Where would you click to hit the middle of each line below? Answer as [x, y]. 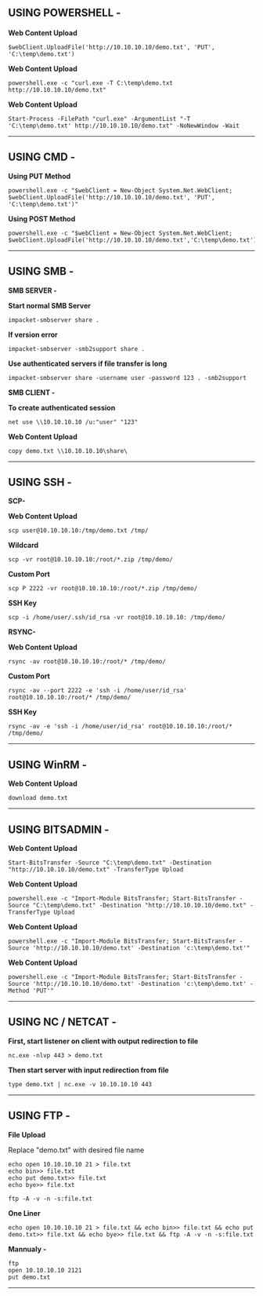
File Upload [27, 1134]
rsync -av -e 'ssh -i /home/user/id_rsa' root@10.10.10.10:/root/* [121, 726]
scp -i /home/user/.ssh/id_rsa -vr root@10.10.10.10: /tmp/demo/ [117, 618]
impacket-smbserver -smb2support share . [77, 349]
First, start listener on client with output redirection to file [103, 1041]
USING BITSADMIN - [59, 829]
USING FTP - [39, 1116]
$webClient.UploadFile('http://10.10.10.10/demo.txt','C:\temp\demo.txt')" [134, 240]
